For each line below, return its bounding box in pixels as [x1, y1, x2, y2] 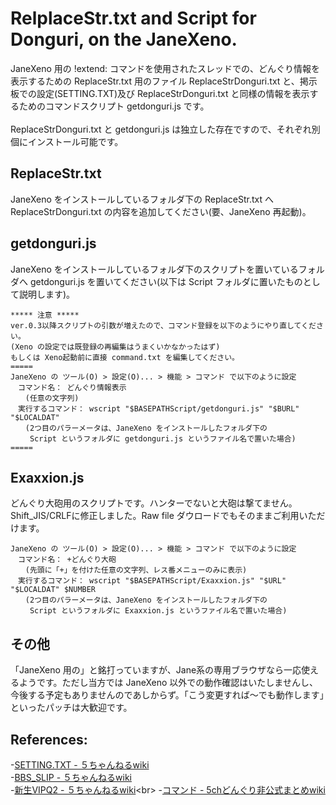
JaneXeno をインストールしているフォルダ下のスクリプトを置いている [10, 263, 299, 275]
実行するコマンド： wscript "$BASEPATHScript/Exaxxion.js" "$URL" [17, 576, 287, 586]
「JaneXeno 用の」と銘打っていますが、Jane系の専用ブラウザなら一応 [10, 664, 302, 676]
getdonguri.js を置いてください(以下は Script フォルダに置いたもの [29, 275, 303, 287]
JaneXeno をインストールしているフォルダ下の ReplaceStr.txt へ [10, 193, 275, 205]
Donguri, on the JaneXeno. [10, 28, 238, 51]
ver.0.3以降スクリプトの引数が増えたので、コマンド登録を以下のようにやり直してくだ [10, 320, 317, 331]
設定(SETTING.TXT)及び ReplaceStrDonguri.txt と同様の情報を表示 [36, 87, 310, 99]
